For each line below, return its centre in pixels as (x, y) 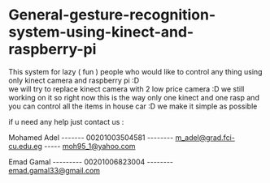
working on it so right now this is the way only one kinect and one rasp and (134, 97)
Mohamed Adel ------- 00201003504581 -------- (91, 137)
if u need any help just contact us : (66, 121)
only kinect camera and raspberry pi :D (74, 80)
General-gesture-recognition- (112, 15)
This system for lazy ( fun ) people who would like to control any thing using (135, 71)
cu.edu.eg (26, 146)
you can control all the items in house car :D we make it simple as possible (133, 106)
